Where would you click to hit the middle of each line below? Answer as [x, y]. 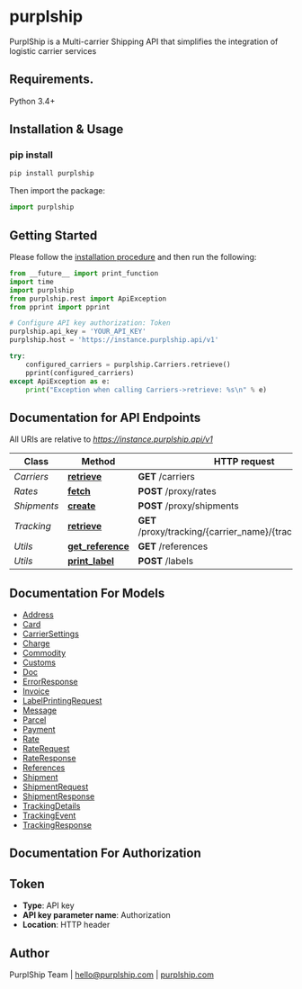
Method [98, 462]
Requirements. [52, 80]
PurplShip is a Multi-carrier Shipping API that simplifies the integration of [144, 41]
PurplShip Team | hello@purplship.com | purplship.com [111, 975]
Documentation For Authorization [105, 854]
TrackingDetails [51, 806]
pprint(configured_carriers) [80, 373]
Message [39, 710]
